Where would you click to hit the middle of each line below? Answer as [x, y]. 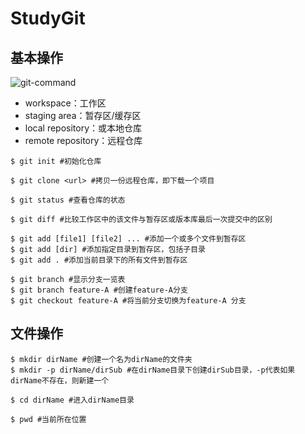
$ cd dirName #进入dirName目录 [72, 400]
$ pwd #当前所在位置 [48, 419]
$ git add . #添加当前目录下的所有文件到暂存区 [99, 260]
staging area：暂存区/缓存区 [83, 115]
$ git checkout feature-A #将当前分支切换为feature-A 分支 [128, 301]
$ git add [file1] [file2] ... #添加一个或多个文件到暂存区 [128, 239]
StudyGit [48, 18]
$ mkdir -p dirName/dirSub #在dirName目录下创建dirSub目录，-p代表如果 [153, 370]
